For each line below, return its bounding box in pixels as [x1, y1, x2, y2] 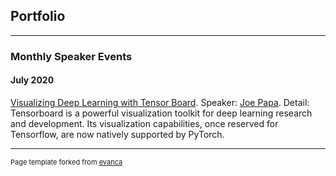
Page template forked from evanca [10, 157, 123, 167]
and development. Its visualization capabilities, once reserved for [10, 117, 279, 129]
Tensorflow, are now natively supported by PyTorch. [10, 128, 225, 140]
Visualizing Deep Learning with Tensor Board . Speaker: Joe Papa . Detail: [10, 96, 310, 108]
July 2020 [10, 74, 55, 86]
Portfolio [10, 8, 66, 25]
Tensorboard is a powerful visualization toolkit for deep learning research [10, 107, 313, 119]
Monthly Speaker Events [10, 49, 133, 63]
